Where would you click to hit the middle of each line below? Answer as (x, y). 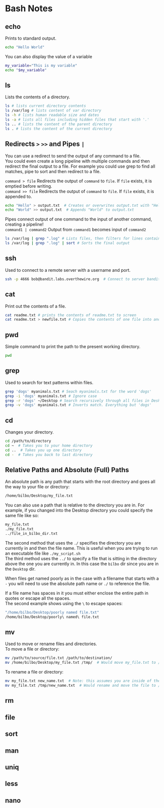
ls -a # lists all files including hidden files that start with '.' (77, 120)
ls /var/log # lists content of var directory (53, 110)
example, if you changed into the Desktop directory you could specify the (79, 510)
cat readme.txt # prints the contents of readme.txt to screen (71, 315)
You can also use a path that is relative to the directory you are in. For (75, 505)
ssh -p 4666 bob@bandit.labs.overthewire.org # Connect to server (75, 279)
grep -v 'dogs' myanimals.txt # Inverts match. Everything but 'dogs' (78, 405)
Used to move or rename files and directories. (51, 644)
